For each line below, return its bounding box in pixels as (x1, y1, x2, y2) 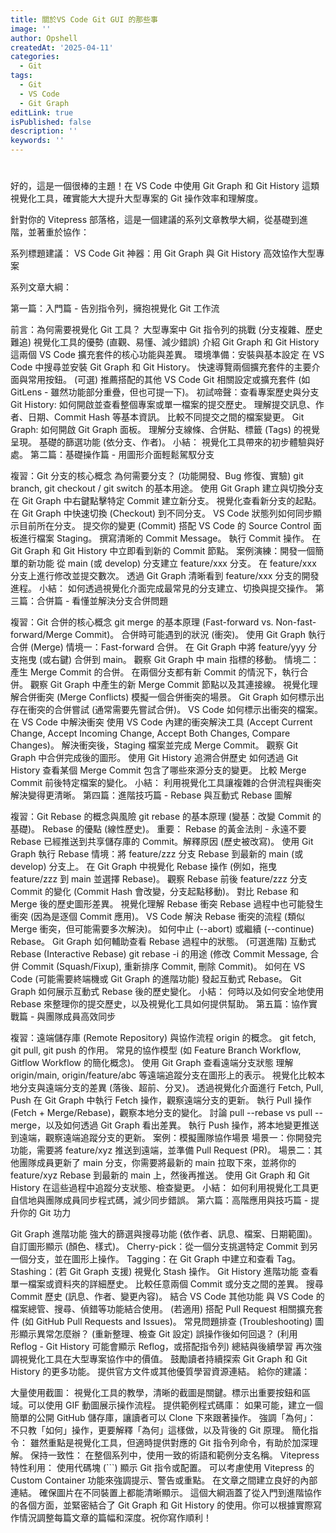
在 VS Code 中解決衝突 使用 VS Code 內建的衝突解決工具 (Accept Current (10, 716, 313, 728)
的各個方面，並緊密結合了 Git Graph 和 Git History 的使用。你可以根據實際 (10, 1499, 314, 1511)
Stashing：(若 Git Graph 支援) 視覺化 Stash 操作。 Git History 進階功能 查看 (10, 1266, 319, 1278)
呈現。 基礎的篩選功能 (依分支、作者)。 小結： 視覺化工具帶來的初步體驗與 (10, 436, 316, 448)
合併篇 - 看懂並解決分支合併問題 (36, 595, 169, 607)
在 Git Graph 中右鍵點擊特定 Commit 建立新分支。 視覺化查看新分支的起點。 (10, 495, 322, 507)
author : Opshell (10, 33, 78, 43)
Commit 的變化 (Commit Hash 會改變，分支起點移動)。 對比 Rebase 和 (10, 886, 300, 898)
